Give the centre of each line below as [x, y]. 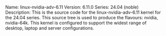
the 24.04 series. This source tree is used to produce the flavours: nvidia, [82, 18]
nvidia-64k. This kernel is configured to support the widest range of [76, 23]
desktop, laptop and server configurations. [50, 28]
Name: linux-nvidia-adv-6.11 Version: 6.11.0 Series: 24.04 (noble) [72, 7]
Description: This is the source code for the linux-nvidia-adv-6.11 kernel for [83, 12]
